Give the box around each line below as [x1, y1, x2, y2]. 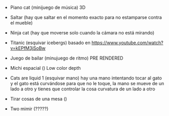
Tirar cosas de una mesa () [10, 96, 68, 102]
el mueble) [10, 20, 33, 26]
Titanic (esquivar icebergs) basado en [10, 40, 91, 46]
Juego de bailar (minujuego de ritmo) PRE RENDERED [10, 55, 124, 61]
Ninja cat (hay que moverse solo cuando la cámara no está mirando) [10, 30, 155, 35]
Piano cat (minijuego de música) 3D [10, 5, 86, 10]
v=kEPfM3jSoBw [10, 45, 46, 51]
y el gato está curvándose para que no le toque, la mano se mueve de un [10, 81, 164, 86]
